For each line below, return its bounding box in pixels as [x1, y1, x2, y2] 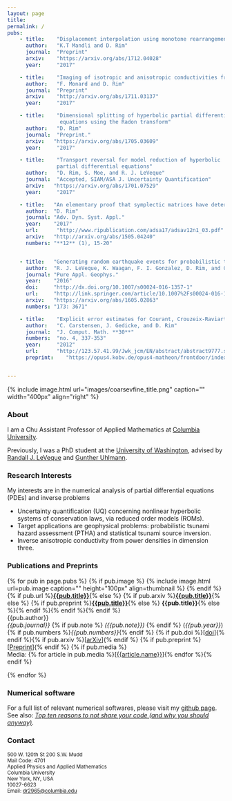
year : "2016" [25, 278, 72, 284]
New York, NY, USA [7, 775, 54, 782]
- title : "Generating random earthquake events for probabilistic [19, 258, 221, 265]
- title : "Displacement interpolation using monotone [19, 36, 187, 43]
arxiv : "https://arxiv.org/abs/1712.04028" [25, 55, 162, 62]
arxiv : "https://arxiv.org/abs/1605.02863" [25, 297, 159, 304]
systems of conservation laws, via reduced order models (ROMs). [17, 514, 204, 523]
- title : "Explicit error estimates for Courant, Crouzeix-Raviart [19, 316, 227, 322]
